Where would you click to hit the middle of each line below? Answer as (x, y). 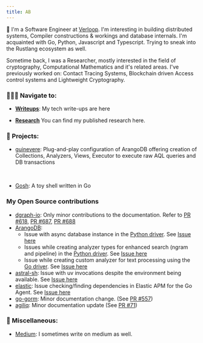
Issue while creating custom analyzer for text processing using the (107, 260)
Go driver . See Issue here (56, 266)
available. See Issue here (46, 279)
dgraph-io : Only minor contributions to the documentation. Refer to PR (103, 215)
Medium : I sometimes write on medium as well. (74, 334)
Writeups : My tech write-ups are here (62, 108)
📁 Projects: (23, 136)
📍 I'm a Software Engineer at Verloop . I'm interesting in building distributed (99, 29)
